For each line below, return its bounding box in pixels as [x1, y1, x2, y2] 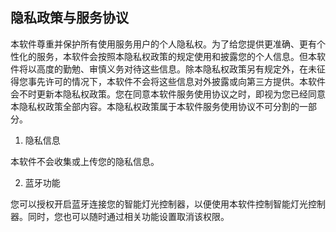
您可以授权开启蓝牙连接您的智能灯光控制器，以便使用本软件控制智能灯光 [10, 198, 308, 210]
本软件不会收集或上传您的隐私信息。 [10, 155, 160, 167]
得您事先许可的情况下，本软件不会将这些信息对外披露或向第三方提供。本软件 [10, 75, 326, 87]
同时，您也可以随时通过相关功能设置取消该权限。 [27, 210, 230, 222]
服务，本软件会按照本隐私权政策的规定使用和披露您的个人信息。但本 [36, 50, 317, 62]
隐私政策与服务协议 [10, 9, 129, 27]
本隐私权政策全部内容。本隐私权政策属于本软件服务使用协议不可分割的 [10, 100, 300, 112]
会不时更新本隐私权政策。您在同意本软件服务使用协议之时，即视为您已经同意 [10, 88, 326, 100]
